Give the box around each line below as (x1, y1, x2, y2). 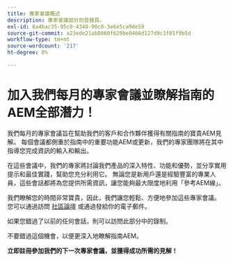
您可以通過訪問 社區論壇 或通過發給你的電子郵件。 (7, 202, 151, 210)
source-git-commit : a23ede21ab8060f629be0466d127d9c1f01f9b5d (7, 29, 191, 37)
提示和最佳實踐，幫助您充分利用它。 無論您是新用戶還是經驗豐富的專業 (7, 170, 210, 178)
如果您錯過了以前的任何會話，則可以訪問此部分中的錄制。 (7, 216, 172, 225)
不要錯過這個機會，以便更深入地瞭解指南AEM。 (7, 231, 143, 240)
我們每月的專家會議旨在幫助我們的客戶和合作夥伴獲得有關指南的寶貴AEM (7, 129, 216, 137)
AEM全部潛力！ (7, 105, 96, 120)
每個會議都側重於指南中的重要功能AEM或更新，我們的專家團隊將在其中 (20, 137, 224, 146)
